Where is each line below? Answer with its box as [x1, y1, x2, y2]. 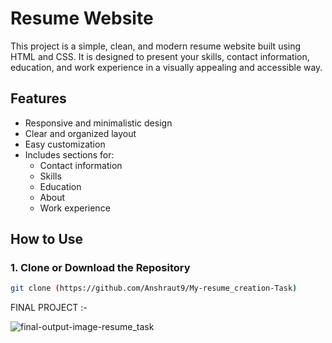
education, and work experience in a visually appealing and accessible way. [10, 61, 323, 73]
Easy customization [24, 138, 106, 150]
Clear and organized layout [24, 127, 137, 139]
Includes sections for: [24, 148, 115, 161]
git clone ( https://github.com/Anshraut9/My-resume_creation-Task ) [10, 283, 298, 294]
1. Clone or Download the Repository [10, 261, 191, 275]
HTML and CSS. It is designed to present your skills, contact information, [10, 50, 310, 62]
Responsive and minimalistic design [24, 117, 173, 129]
